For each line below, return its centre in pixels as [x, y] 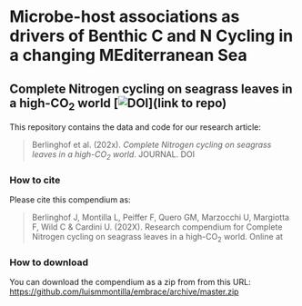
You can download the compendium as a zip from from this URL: [131, 282]
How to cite [35, 180]
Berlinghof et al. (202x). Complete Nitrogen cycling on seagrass [151, 145]
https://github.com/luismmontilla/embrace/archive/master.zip [124, 291]
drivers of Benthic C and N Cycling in [151, 36]
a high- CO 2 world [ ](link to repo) [118, 104]
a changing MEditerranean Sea [128, 55]
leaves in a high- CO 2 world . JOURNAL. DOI [113, 155]
